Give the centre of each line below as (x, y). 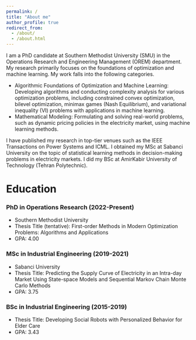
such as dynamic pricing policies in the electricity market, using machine (102, 123)
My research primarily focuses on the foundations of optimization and (90, 68)
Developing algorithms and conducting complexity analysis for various (99, 92)
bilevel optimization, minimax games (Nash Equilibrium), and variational (100, 104)
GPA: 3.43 (27, 332)
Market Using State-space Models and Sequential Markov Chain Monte (100, 279)
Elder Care (27, 326)
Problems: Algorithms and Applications (61, 233)
